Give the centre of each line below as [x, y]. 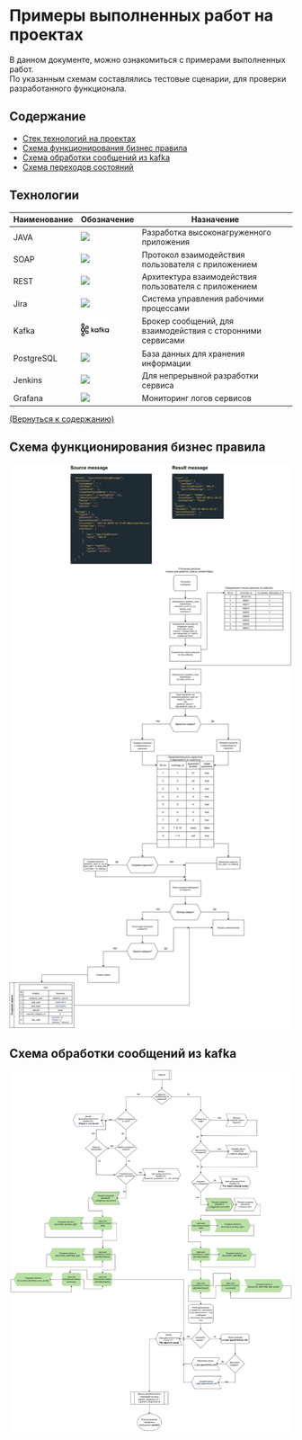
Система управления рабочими [203, 299]
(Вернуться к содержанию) [62, 418]
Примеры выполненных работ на [142, 16]
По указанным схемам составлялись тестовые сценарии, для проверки [148, 78]
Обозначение [107, 219]
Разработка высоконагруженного [206, 233]
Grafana [28, 398]
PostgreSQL [36, 358]
